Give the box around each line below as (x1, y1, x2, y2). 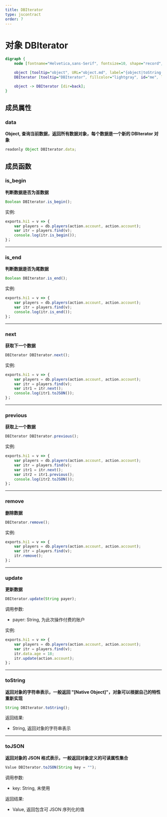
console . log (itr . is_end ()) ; (14, 309, 72, 315)
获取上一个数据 (5, 424, 36, 430)
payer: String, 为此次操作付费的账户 (12, 617, 85, 623)
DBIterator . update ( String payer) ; (5, 596, 77, 602)
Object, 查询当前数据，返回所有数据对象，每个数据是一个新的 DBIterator (5, 131, 153, 137)
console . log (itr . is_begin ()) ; (14, 233, 77, 238)
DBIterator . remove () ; (5, 520, 50, 525)
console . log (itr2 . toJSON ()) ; (14, 476, 75, 482)
